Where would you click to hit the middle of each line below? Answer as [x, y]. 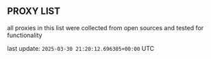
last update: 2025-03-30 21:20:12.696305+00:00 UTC [81, 48]
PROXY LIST [34, 11]
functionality [25, 35]
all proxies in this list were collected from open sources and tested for [105, 27]
